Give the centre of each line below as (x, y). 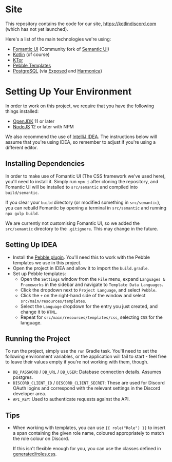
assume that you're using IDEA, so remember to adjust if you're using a (81, 142)
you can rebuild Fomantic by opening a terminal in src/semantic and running (86, 208)
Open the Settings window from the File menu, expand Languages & (93, 279)
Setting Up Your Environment (69, 92)
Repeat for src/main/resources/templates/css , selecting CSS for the (91, 317)
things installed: (22, 111)
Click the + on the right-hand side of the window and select (83, 295)
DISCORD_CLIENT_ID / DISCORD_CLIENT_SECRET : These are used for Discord (89, 383)
